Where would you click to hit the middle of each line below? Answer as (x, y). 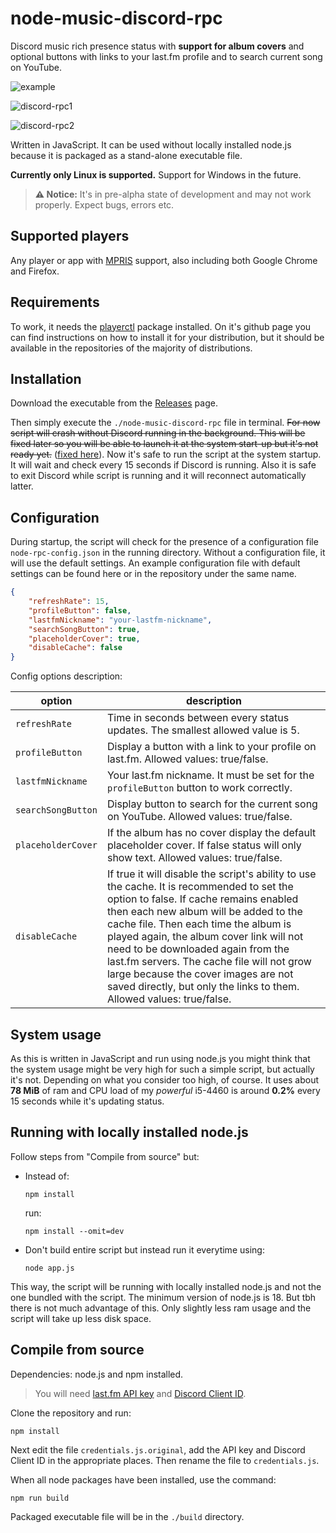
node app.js (49, 1268)
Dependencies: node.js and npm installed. (97, 1374)
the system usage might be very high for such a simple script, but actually (162, 1069)
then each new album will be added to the (204, 912)
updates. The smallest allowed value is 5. (203, 730)
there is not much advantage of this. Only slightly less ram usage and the (161, 1308)
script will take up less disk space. (81, 1318)
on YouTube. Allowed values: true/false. (199, 817)
